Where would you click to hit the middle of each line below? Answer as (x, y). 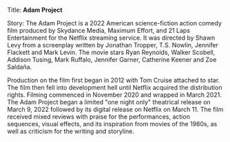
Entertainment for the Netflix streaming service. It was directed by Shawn (111, 38)
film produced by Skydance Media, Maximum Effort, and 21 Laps (99, 31)
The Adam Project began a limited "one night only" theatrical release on (109, 102)
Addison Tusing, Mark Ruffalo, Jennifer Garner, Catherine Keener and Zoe (112, 60)
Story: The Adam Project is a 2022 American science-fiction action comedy (115, 23)
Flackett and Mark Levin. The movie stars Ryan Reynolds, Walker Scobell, (111, 52)
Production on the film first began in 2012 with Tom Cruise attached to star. (114, 80)
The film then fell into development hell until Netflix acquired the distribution (115, 87)
